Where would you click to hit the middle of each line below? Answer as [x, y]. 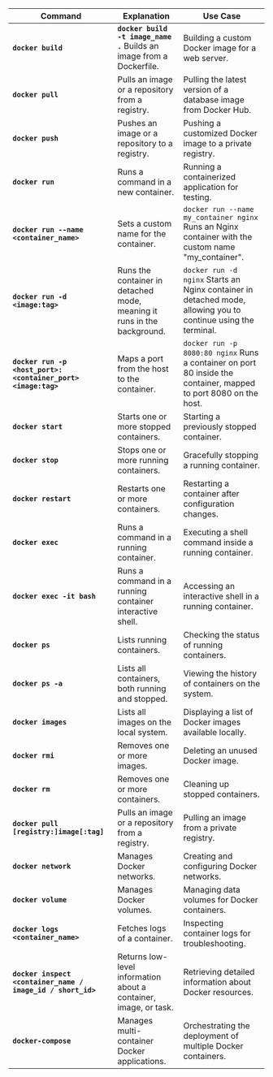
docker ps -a [38, 683]
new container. [146, 192]
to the [128, 379]
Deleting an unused [220, 750]
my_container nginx [221, 217]
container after [211, 493]
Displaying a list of [218, 712]
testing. [197, 197]
